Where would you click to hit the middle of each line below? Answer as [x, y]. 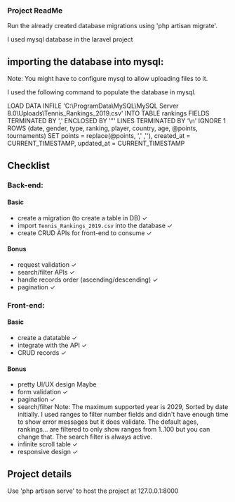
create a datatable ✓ [47, 337]
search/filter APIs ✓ [46, 272]
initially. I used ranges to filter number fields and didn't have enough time [123, 415]
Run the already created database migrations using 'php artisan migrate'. [113, 26]
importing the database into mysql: [86, 62]
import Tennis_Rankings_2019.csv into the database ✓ [95, 225]
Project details [40, 474]
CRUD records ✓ [42, 352]
